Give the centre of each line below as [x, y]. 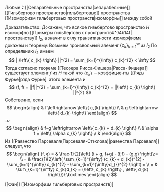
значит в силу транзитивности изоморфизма [95, 38]
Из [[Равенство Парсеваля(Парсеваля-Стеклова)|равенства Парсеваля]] [82, 141]
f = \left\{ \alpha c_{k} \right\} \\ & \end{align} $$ [82, 133]
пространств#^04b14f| [108, 33]
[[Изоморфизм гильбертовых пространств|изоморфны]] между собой [79, 18]
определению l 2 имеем [29, 52]
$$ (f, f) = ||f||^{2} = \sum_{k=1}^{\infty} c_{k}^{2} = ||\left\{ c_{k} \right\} [82, 87]
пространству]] [21, 38]
